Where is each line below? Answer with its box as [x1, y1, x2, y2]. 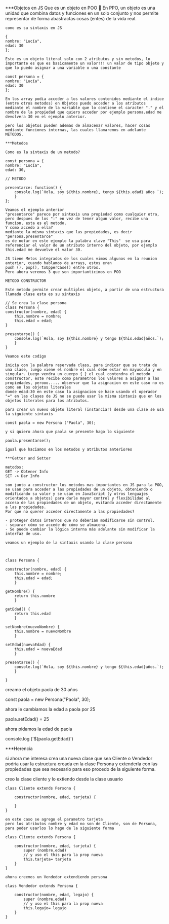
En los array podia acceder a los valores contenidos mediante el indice [5, 96, 164, 101]
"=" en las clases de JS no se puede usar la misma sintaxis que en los [5, 394, 162, 399]
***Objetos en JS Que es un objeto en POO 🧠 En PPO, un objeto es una [5, 5, 155, 11]
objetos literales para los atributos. [5, 398, 90, 403]
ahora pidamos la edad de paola [5, 726, 72, 732]
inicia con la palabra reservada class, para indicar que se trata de [5, 363, 157, 368]
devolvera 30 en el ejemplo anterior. [5, 114, 87, 119]
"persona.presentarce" [5, 234, 53, 239]
